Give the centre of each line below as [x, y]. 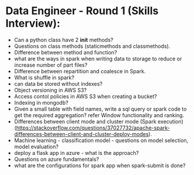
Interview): [33, 23]
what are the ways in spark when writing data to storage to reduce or [98, 59]
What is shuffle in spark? [44, 77]
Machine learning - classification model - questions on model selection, [101, 140]
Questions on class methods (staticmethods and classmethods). [92, 46]
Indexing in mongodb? [41, 102]
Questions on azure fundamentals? [57, 159]
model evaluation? [36, 147]
